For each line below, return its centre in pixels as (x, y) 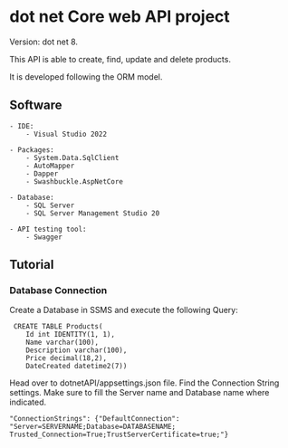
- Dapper (42, 174)
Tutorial (32, 265)
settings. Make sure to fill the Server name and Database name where (139, 393)
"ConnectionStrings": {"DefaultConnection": (95, 419)
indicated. (28, 402)
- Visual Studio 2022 (66, 134)
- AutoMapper (50, 166)
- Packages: (32, 150)
